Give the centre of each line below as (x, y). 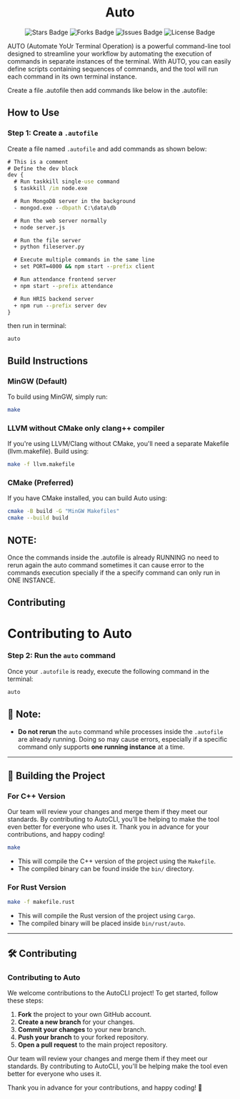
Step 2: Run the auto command (61, 656)
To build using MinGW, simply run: (58, 397)
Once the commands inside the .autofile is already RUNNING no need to (113, 557)
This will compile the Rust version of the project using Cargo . (106, 916)
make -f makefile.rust (41, 902)
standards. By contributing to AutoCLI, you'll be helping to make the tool (114, 820)
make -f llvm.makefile (41, 464)
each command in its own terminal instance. (72, 76)
